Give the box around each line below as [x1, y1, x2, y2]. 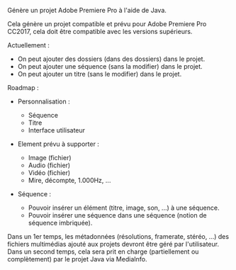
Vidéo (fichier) [28, 169, 71, 176]
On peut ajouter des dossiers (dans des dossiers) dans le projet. [17, 55, 206, 63]
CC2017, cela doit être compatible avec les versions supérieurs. [7, 28, 193, 35]
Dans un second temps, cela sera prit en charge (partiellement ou [7, 247, 199, 256]
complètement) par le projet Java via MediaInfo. [7, 255, 147, 263]
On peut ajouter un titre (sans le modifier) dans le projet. [17, 70, 182, 78]
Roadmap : [7, 84, 39, 91]
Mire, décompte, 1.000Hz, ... [28, 176, 111, 184]
